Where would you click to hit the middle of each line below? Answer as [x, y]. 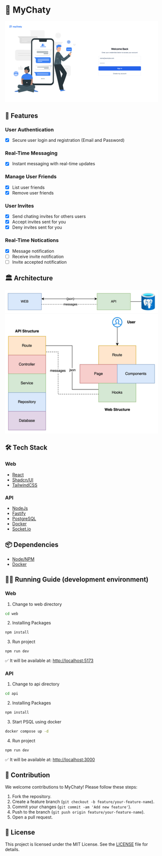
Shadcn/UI [23, 480]
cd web [12, 614]
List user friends [28, 187]
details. [12, 849]
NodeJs [20, 508]
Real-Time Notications [32, 240]
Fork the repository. [32, 796]
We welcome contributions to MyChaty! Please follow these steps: [71, 787]
